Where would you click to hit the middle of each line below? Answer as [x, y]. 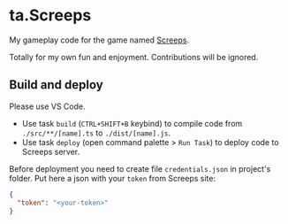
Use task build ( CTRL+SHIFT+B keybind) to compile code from [132, 123]
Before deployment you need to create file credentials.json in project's [140, 168]
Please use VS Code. [47, 106]
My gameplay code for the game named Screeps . [99, 40]
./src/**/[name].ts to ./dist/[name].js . [96, 133]
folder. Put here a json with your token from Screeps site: [113, 178]
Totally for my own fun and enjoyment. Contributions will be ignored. [134, 57]
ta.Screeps [50, 15]
